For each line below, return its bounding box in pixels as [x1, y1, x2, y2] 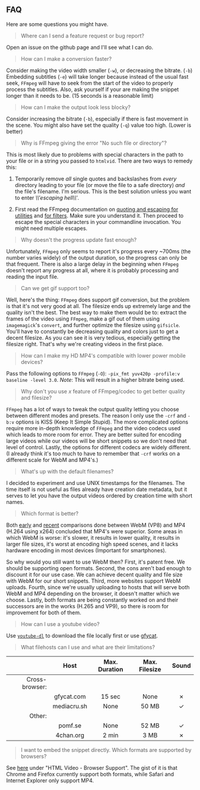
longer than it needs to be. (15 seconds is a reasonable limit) [6, 92, 154, 99]
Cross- [26, 675, 47, 683]
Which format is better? [20, 509, 79, 517]
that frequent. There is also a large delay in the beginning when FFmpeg [6, 260, 179, 268]
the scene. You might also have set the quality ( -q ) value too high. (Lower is [6, 122, 192, 129]
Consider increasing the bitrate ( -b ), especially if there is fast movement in [6, 115, 189, 122]
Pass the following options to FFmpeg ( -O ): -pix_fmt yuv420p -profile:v [6, 369, 180, 377]
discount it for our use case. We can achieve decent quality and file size [6, 571, 183, 578]
